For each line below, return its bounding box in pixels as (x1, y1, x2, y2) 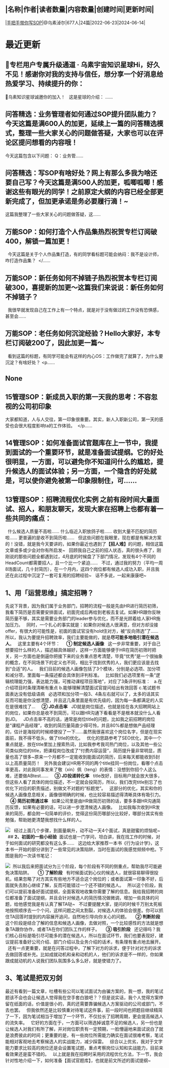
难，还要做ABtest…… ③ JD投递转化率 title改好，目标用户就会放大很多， (5, 773, 162, 779)
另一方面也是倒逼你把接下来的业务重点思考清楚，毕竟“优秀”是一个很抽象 (14, 653, 163, 659)
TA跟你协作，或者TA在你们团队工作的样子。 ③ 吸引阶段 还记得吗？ (9, 926, 156, 933)
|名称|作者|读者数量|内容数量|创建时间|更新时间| (5, 5, 154, 14)
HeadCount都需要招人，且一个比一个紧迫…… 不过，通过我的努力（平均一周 (5, 560, 163, 566)
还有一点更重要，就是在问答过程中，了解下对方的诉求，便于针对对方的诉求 (7, 945, 161, 951)
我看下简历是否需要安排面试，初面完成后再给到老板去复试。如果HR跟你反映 (5, 609, 161, 616)
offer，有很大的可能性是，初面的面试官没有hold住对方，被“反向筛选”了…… (5, 628, 159, 634)
